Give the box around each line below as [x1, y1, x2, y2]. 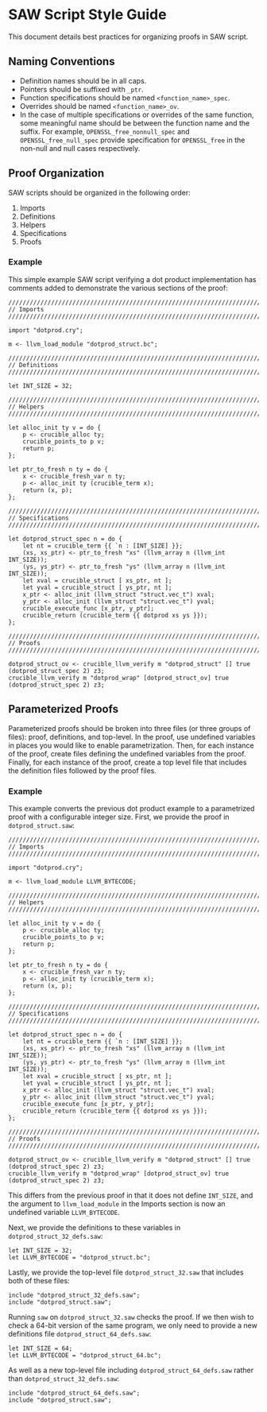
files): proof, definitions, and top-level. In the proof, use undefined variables [8, 732, 256, 741]
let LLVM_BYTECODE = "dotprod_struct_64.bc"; [8, 1351, 161, 1360]
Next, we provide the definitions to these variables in [8, 1222, 181, 1232]
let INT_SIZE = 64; [8, 1344, 73, 1352]
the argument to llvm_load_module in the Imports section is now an [8, 1198, 226, 1209]
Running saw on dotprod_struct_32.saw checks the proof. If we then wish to [8, 1312, 254, 1321]
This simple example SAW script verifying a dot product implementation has [8, 274, 257, 284]
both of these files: [8, 1275, 70, 1285]
